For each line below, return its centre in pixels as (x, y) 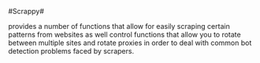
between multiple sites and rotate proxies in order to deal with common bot (130, 43)
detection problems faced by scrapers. (71, 51)
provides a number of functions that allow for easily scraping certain (119, 26)
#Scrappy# (26, 11)
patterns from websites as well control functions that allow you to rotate (125, 35)
